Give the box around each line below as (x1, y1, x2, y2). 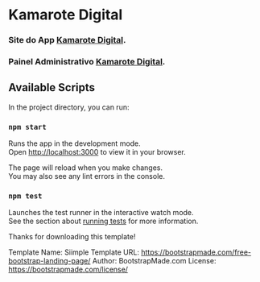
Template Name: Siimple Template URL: (8, 247, 139, 257)
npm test (8, 192, 43, 201)
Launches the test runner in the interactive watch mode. (8, 208, 195, 218)
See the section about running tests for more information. (8, 216, 199, 226)
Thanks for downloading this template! (8, 232, 136, 242)
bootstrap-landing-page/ (8, 256, 91, 266)
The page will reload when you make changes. (8, 163, 163, 172)
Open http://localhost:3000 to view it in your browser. (8, 147, 187, 157)
